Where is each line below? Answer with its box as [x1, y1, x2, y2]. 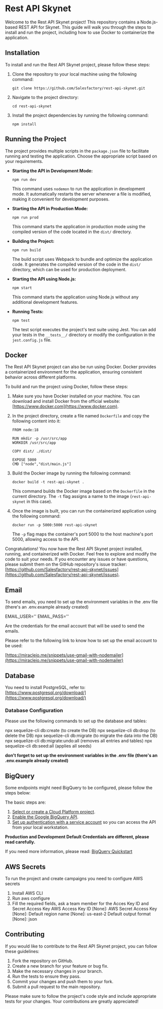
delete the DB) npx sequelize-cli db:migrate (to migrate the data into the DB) [5, 732, 158, 739]
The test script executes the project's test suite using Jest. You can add [12, 326, 156, 332]
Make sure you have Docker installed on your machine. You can [12, 393, 140, 399]
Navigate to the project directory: [12, 94, 79, 100]
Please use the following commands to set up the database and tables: [5, 718, 147, 724]
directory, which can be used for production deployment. [12, 266, 127, 272]
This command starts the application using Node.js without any [12, 294, 139, 300]
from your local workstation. [12, 825, 69, 831]
